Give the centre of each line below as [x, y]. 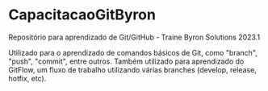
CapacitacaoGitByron [82, 15]
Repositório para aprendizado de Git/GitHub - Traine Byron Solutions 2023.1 [134, 37]
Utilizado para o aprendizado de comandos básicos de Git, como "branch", [133, 52]
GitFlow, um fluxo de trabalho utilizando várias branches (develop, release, [132, 69]
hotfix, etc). [27, 78]
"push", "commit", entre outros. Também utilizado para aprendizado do [126, 61]
